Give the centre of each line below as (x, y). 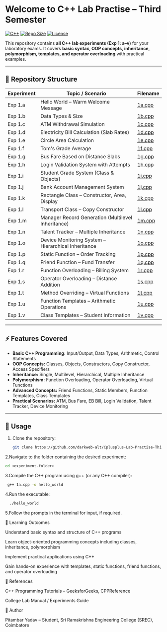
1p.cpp (146, 254)
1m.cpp (146, 220)
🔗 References (19, 581)
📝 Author (14, 610)
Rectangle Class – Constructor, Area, (83, 195)
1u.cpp (146, 304)
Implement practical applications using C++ (50, 556)
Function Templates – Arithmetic (78, 301)
